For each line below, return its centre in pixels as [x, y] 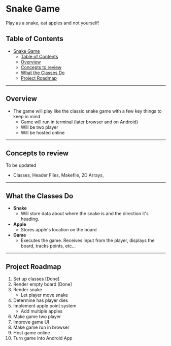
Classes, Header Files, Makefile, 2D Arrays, [58, 175]
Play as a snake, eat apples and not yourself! [53, 23]
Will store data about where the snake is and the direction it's [84, 214]
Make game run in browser [41, 327]
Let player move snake [44, 295]
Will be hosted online [43, 132]
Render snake [28, 289]
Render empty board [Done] [43, 284]
